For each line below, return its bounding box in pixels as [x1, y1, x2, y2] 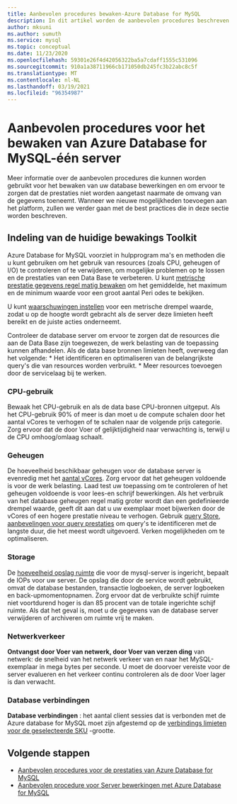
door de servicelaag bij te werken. [7, 368, 107, 377]
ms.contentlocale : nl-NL [7, 76, 81, 84]
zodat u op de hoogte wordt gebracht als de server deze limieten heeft [7, 309, 214, 318]
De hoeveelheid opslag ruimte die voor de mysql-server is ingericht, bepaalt [7, 568, 229, 577]
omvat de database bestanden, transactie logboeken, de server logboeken [7, 583, 225, 592]
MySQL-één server [7, 150, 122, 167]
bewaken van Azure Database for [7, 136, 207, 151]
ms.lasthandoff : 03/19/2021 [7, 83, 91, 90]
